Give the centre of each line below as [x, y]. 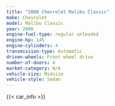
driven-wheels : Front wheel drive [50, 57]
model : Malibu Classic [35, 23]
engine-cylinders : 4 [32, 46]
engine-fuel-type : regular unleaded [52, 35]
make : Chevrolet [27, 18]
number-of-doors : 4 [31, 62]
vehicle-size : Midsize [35, 74]
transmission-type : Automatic [44, 51]
